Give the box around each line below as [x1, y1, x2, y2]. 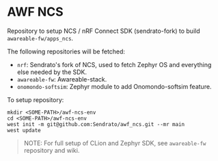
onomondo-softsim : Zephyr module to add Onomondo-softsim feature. [16, 82, 212, 90]
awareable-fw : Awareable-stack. [16, 75, 107, 83]
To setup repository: [7, 95, 64, 103]
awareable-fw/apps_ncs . [7, 34, 74, 42]
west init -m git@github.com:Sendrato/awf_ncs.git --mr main [7, 121, 185, 127]
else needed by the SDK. [16, 68, 87, 76]
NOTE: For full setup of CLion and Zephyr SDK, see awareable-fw [23, 138, 206, 147]
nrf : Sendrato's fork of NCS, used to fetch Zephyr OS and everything [16, 60, 212, 69]
